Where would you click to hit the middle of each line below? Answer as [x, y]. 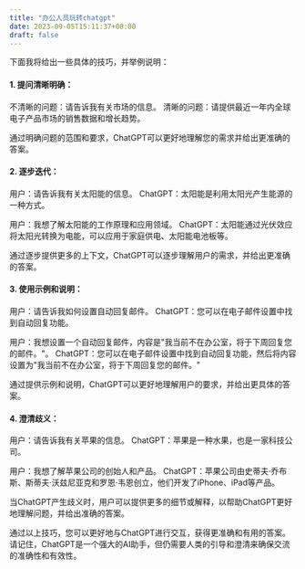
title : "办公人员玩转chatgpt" [62, 18]
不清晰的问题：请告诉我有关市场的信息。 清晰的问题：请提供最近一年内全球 [150, 107]
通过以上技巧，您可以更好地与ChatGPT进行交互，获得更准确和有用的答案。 [150, 533]
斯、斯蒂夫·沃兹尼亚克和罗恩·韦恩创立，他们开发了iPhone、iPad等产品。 [145, 483]
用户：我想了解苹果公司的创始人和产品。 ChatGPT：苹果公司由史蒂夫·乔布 [148, 471]
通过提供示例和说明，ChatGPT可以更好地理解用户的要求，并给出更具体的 [146, 384]
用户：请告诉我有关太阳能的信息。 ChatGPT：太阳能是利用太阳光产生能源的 [151, 194]
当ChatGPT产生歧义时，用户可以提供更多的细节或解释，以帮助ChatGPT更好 [151, 502]
